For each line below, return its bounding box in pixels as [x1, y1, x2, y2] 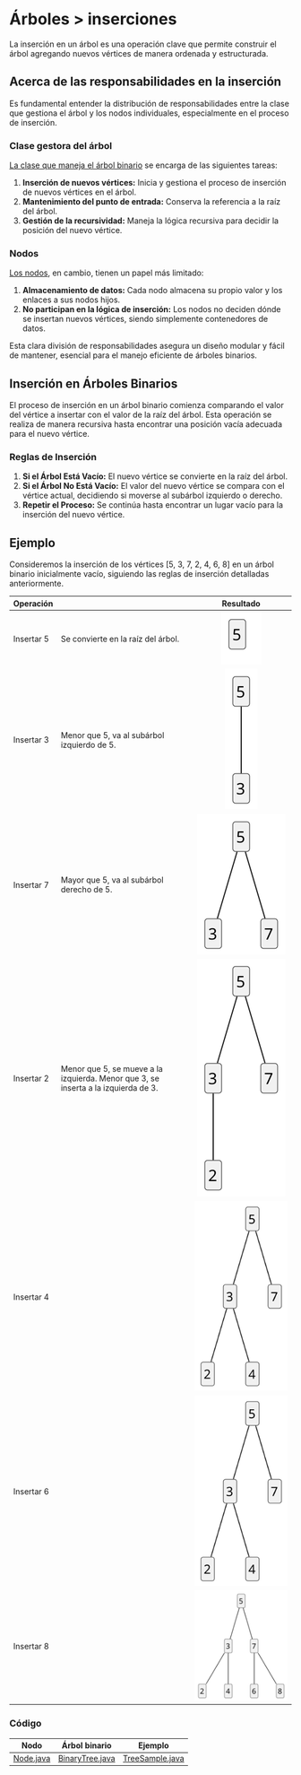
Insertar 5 [13, 633, 49, 645]
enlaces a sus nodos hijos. [21, 294, 121, 305]
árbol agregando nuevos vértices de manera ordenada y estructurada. [9, 48, 269, 58]
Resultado [221, 597, 262, 609]
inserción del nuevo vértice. [21, 509, 125, 520]
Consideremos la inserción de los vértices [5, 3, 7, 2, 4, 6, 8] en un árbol [9, 559, 275, 570]
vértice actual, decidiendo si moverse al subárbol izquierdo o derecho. [21, 490, 283, 501]
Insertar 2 [13, 1073, 49, 1083]
